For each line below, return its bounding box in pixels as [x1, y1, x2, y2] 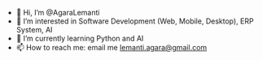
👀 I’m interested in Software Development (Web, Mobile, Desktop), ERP [15, 16, 254, 26]
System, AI [15, 25, 53, 34]
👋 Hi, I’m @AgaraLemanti [15, 8, 100, 17]
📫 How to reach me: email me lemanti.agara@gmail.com [15, 43, 207, 52]
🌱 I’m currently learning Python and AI [15, 33, 144, 43]
